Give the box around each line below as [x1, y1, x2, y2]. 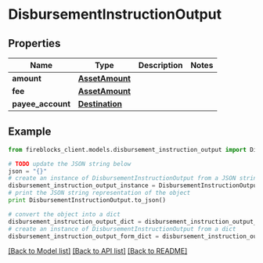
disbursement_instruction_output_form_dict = [8, 232, 159, 240]
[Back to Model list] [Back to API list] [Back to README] [8, 247, 188, 256]
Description [138, 60, 183, 70]
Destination [77, 99, 123, 109]
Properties [8, 37, 61, 50]
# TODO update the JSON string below [8, 160, 131, 168]
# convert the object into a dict [8, 210, 121, 218]
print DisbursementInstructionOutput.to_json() [8, 196, 167, 204]
